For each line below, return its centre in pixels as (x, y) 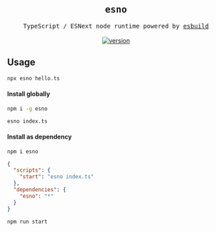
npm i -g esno (28, 109)
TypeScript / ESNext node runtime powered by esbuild (116, 26)
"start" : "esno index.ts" (57, 177)
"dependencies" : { (40, 190)
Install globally (29, 94)
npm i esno (23, 151)
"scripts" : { (32, 170)
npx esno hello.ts (33, 78)
